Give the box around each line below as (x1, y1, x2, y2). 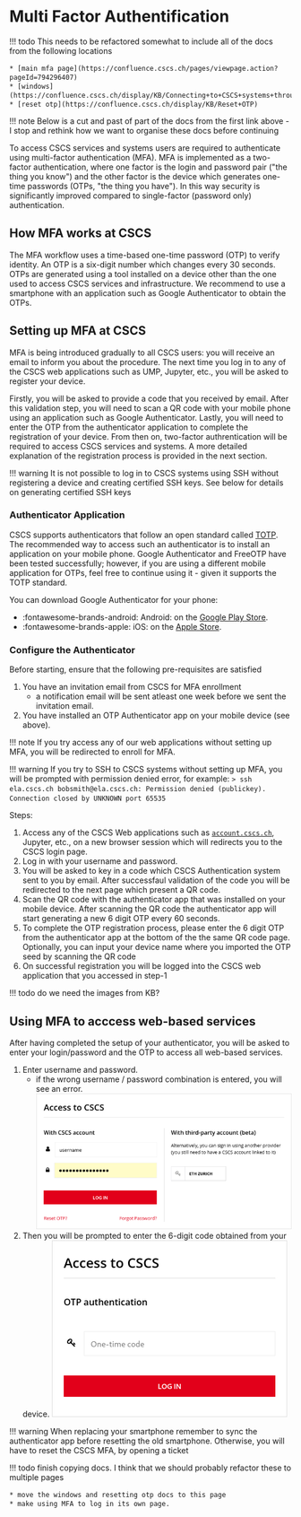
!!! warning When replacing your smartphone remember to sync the (9, 1426, 258, 1437)
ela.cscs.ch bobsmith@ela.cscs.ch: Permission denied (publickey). (9, 785, 267, 794)
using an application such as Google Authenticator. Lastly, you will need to (9, 412, 284, 423)
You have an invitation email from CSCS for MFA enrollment (21, 682, 242, 693)
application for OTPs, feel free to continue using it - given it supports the (9, 567, 277, 578)
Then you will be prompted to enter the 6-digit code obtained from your (21, 1231, 287, 1242)
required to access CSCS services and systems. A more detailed (9, 440, 248, 451)
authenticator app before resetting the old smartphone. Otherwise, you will (9, 1435, 285, 1446)
